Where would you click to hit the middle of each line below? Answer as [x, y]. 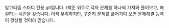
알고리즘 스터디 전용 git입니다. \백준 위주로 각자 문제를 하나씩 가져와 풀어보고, [82, 7]
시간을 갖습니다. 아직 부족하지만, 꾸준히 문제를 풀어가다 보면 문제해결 [86, 14]
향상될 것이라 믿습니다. [33, 20]
